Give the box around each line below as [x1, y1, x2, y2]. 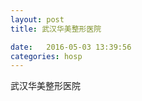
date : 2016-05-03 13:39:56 [10, 42, 132, 52]
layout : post [10, 14, 65, 25]
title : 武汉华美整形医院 [10, 24, 102, 34]
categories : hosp [10, 51, 83, 61]
